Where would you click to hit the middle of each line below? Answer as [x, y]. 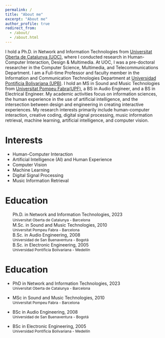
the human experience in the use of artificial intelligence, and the [72, 99]
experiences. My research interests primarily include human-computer [78, 109]
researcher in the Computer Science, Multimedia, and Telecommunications [82, 67]
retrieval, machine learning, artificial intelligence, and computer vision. [77, 120]
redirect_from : [21, 28]
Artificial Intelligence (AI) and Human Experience [62, 159]
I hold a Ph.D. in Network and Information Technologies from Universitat [79, 51]
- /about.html [24, 38]
